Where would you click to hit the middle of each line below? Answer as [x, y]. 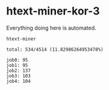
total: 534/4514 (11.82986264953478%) [55, 50]
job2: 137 [19, 71]
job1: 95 [17, 65]
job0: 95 [17, 60]
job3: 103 [19, 76]
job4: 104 [19, 81]
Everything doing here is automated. [51, 28]
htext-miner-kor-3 [53, 11]
